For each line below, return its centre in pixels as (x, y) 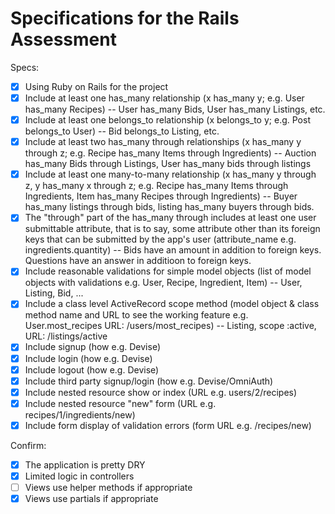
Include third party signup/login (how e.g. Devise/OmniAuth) (149, 381)
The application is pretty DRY (85, 464)
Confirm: (28, 445)
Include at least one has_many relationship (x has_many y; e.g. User (164, 98)
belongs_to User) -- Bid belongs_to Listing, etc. (122, 131)
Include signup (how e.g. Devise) (93, 347)
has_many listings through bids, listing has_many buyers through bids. (169, 207)
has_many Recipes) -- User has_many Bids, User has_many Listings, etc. (175, 109)
